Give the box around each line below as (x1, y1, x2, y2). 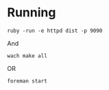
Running (7, 5, 56, 20)
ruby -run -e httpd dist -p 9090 (7, 27, 103, 34)
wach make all (7, 52, 48, 59)
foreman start (7, 77, 48, 85)
